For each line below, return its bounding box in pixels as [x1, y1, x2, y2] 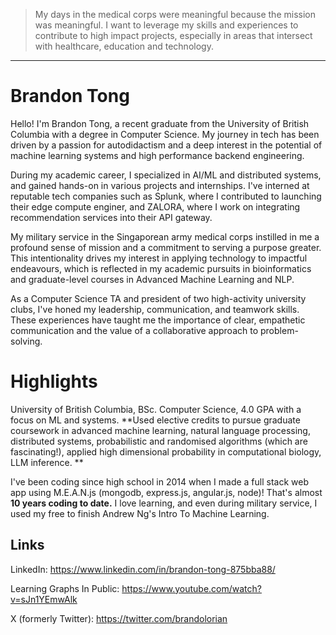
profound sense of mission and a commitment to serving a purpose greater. [10, 241, 322, 253]
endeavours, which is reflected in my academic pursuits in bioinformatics [10, 262, 312, 274]
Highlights [10, 370, 98, 393]
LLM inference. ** [10, 456, 84, 468]
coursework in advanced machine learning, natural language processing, [10, 424, 311, 436]
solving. [10, 335, 43, 347]
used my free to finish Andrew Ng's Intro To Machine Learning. [10, 507, 270, 519]
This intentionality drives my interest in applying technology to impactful [10, 252, 308, 264]
